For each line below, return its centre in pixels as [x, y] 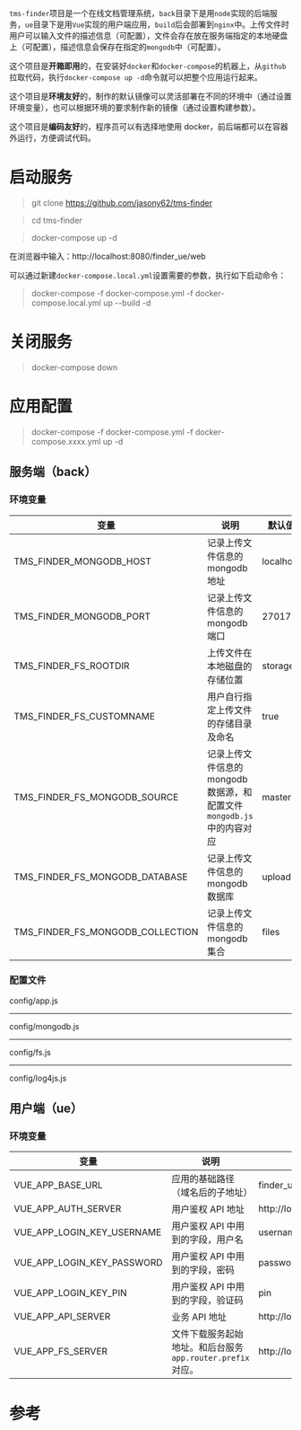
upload [276, 877]
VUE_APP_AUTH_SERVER [68, 1209]
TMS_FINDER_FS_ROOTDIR [72, 666]
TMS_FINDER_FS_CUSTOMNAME [84, 716]
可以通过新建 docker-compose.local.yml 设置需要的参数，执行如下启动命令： [148, 275]
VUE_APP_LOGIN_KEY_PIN [70, 1293]
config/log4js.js [38, 1078]
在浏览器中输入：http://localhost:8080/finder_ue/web [107, 256]
